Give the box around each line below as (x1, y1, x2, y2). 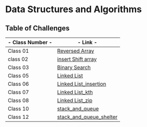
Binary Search (57, 64, 91, 71)
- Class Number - (8, 39, 52, 46)
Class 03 (8, 64, 29, 71)
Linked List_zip (57, 97, 93, 104)
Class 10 (8, 105, 29, 112)
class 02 (8, 56, 28, 62)
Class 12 (8, 113, 29, 120)
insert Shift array (57, 56, 97, 62)
